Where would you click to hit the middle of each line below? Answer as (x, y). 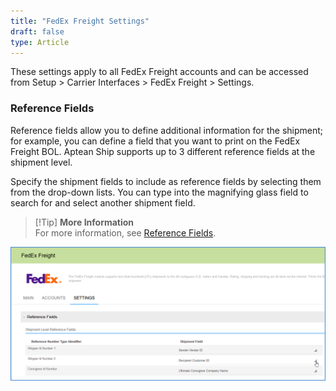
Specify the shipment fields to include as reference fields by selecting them (166, 181)
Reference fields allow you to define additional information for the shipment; (167, 130)
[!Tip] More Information (84, 222)
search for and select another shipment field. (103, 202)
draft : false (37, 31)
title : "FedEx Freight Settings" (80, 21)
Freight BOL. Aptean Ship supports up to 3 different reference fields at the (163, 151)
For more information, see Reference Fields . (125, 232)
